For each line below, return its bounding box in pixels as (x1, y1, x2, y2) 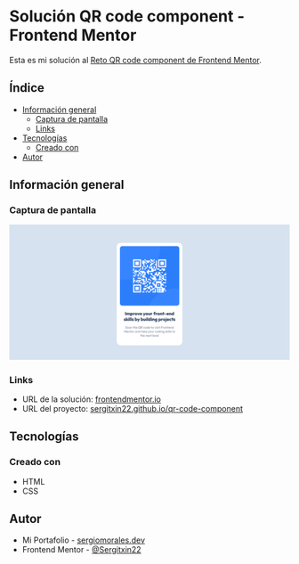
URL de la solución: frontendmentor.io (21, 394, 162, 405)
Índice (9, 80, 44, 95)
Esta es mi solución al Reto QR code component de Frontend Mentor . (9, 54, 263, 65)
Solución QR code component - (9, 6, 245, 27)
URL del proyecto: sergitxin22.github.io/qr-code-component (21, 403, 243, 413)
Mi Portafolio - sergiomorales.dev (21, 535, 145, 545)
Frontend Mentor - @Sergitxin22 (21, 544, 141, 555)
